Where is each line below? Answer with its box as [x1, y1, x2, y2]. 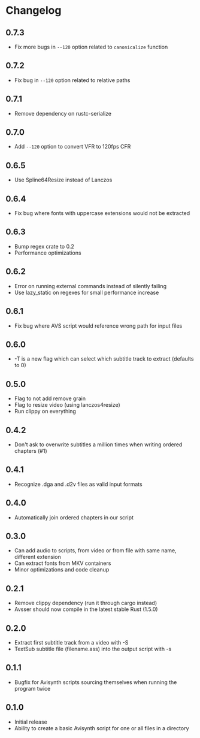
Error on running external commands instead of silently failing [14, 282, 167, 289]
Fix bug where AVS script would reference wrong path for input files [14, 322, 183, 329]
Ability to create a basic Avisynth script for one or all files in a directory [14, 724, 189, 731]
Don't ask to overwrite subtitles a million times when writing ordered [14, 441, 183, 448]
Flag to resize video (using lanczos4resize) [14, 401, 120, 409]
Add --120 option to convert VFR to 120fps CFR [14, 143, 131, 150]
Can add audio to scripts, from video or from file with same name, [14, 547, 177, 554]
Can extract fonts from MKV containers [14, 559, 111, 567]
